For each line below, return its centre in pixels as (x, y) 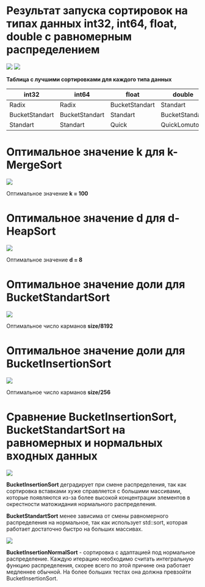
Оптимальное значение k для (86, 152)
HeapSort (31, 231)
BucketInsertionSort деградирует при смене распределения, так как (96, 484)
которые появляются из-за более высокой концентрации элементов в (98, 498)
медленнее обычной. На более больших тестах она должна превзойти (99, 572)
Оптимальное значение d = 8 (45, 259)
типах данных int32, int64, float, (92, 24)
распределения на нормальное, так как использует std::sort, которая (97, 522)
